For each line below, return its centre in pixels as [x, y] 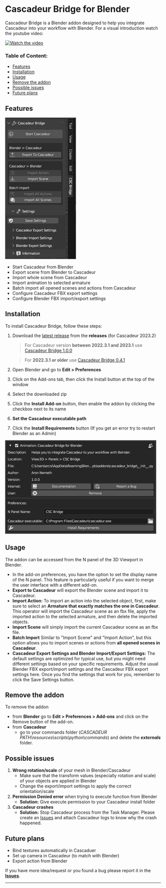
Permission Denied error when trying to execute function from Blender [85, 797]
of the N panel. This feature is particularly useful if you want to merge [83, 580]
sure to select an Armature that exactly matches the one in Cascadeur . [86, 606]
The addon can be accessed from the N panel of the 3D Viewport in [74, 559]
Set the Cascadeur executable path [49, 418]
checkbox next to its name [39, 409]
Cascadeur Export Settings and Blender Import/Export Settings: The [84, 653]
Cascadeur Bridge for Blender [67, 9]
